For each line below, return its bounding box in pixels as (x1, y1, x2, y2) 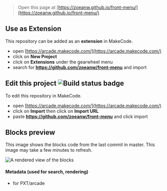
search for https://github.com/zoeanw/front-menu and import (12, 64, 147, 70)
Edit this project (5, 79, 57, 88)
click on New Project (12, 53, 57, 59)
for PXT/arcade (12, 180, 45, 186)
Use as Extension (5, 25, 62, 33)
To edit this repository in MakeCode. (5, 92, 82, 99)
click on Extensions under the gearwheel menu (12, 59, 113, 65)
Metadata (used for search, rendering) (5, 169, 88, 175)
